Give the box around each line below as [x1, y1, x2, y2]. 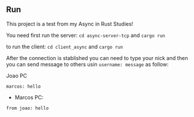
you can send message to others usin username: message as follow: [6, 61, 169, 68]
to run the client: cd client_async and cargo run [6, 43, 123, 50]
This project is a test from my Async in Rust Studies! [6, 20, 134, 27]
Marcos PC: [14, 93, 44, 101]
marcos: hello [6, 83, 41, 89]
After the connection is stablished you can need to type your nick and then [6, 54, 188, 61]
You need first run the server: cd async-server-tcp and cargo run [6, 32, 166, 39]
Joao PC [6, 72, 27, 79]
